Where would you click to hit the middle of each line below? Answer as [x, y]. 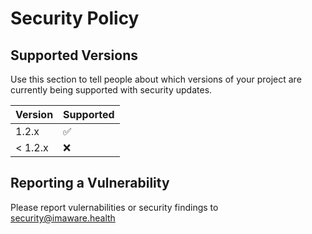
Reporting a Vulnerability [90, 183]
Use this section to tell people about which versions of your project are [156, 79]
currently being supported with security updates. [111, 90]
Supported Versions [74, 55]
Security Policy [75, 18]
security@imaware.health [63, 218]
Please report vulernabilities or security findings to [114, 207]
